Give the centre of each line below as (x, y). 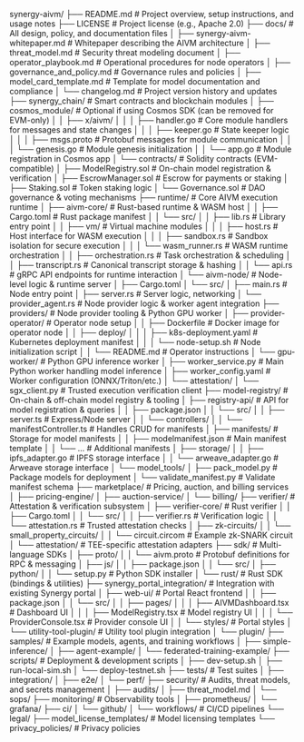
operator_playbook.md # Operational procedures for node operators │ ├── (150, 62)
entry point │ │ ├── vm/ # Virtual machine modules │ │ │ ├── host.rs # (144, 226)
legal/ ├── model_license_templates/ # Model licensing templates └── (142, 718)
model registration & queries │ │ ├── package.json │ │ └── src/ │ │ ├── (147, 410)
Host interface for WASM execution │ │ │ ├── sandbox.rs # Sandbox (139, 236)
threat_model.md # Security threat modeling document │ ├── (125, 53)
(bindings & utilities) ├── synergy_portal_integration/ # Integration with (142, 583)
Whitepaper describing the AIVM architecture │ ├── (172, 43)
